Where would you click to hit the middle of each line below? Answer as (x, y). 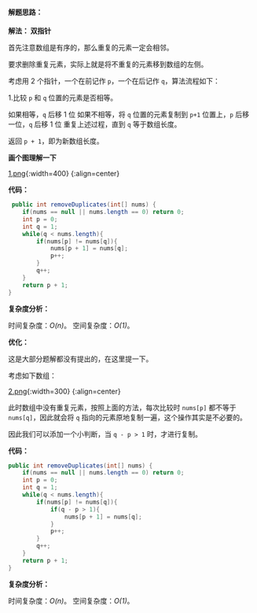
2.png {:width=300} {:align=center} (65, 391)
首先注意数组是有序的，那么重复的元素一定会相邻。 (91, 48)
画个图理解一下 (32, 158)
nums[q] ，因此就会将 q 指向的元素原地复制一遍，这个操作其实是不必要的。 (128, 417)
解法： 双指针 (30, 31)
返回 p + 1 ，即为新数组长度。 (56, 141)
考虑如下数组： (32, 375)
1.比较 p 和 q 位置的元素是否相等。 (63, 98)
